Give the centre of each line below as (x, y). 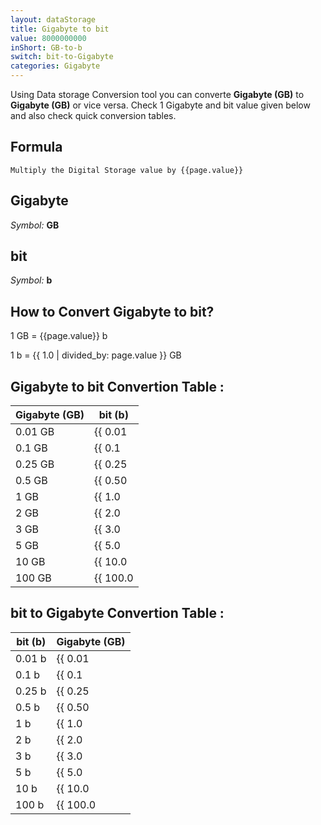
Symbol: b (31, 280)
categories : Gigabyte (55, 66)
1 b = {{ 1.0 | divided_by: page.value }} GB (96, 355)
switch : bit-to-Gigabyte (62, 57)
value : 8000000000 (48, 38)
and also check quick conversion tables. (93, 115)
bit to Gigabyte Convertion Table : (117, 613)
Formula (36, 147)
